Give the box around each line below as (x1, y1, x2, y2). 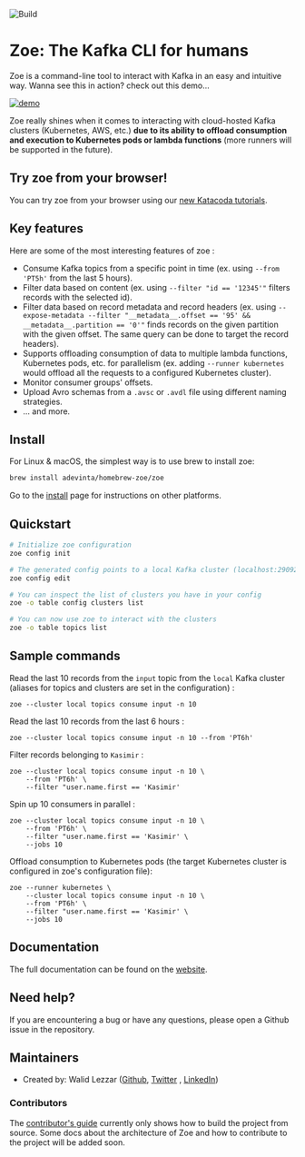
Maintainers (9, 1050, 80, 1065)
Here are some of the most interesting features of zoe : (9, 245, 215, 256)
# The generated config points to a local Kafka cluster (9, 565, 230, 574)
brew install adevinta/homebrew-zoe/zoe (9, 473, 165, 483)
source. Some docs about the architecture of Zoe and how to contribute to (9, 1127, 288, 1138)
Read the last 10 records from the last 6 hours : (9, 716, 184, 727)
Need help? (9, 990, 75, 1005)
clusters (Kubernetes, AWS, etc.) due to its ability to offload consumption (9, 124, 288, 135)
